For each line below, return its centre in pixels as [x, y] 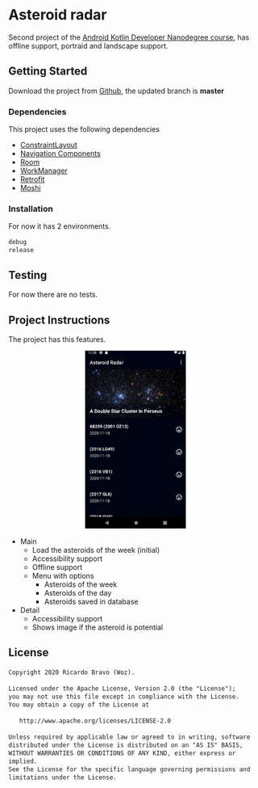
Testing [28, 275]
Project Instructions [59, 320]
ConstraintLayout [49, 145]
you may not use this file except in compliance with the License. [124, 697]
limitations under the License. [62, 777]
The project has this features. [57, 339]
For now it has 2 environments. [60, 226]
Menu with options [63, 575]
